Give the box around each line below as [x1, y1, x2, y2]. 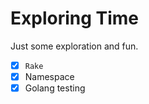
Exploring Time [10, 7, 140, 30]
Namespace [24, 71, 75, 82]
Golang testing [24, 82, 86, 94]
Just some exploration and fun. [10, 40, 139, 52]
